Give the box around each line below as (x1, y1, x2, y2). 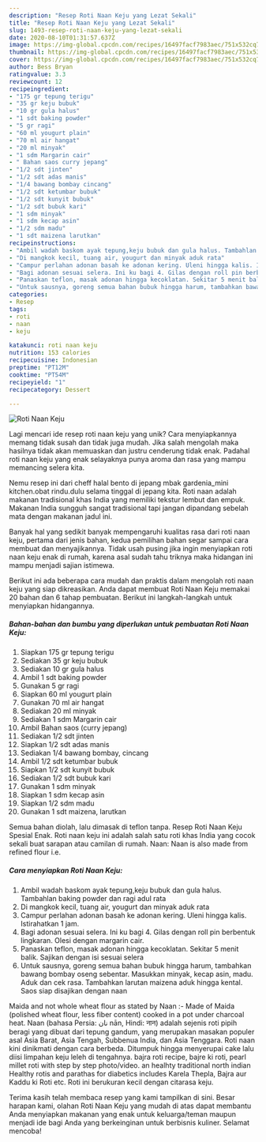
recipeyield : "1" (9, 378, 66, 386)
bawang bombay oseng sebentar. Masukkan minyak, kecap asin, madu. (20, 969, 253, 979)
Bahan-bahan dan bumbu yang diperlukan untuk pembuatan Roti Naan (9, 619, 249, 629)
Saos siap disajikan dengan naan (20, 986, 128, 996)
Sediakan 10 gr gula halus (20, 664, 105, 674)
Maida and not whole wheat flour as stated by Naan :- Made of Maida (9, 1001, 235, 1011)
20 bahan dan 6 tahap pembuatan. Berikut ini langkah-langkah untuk (9, 593, 233, 603)
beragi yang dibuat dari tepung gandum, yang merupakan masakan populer (9, 1027, 255, 1037)
